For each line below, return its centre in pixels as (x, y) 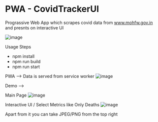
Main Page (16, 95)
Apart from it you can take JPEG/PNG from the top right (62, 114)
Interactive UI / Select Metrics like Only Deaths (52, 104)
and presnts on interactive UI (34, 27)
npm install (23, 56)
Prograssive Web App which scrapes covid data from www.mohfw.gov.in (79, 23)
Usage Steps (18, 47)
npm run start (26, 67)
